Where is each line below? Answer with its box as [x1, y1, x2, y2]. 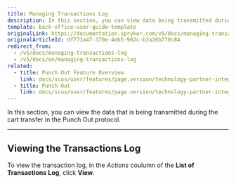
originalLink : [7, 29, 49, 37]
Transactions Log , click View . [7, 168, 95, 176]
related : [7, 63, 33, 70]
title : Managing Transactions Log [7, 10, 109, 18]
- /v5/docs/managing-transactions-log [13, 50, 128, 57]
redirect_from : [7, 43, 52, 50]
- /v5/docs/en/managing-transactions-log [13, 56, 137, 63]
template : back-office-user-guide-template [7, 23, 137, 30]
